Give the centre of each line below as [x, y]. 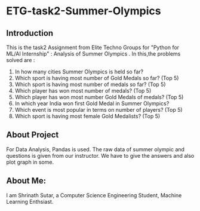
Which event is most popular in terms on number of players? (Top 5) [99, 110]
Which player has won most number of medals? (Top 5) [83, 91]
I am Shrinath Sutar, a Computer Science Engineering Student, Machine [94, 195]
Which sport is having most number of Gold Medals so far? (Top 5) [97, 78]
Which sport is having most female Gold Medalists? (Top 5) [87, 116]
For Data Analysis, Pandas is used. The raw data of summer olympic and [96, 149]
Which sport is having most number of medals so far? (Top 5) [90, 84]
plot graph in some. [30, 162]
